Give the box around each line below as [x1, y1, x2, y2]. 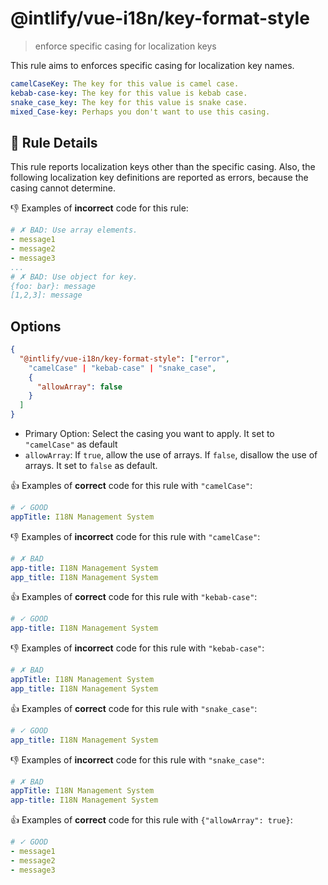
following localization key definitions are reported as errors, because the [10, 172, 309, 184]
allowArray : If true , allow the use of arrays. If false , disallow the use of [24, 449, 318, 461]
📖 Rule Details [10, 134, 98, 151]
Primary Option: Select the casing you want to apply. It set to [24, 428, 275, 440]
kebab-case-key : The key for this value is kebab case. [10, 88, 248, 98]
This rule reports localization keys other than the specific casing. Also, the [10, 161, 316, 173]
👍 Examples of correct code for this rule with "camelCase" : [10, 480, 253, 492]
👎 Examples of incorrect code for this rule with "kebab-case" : [10, 642, 265, 654]
